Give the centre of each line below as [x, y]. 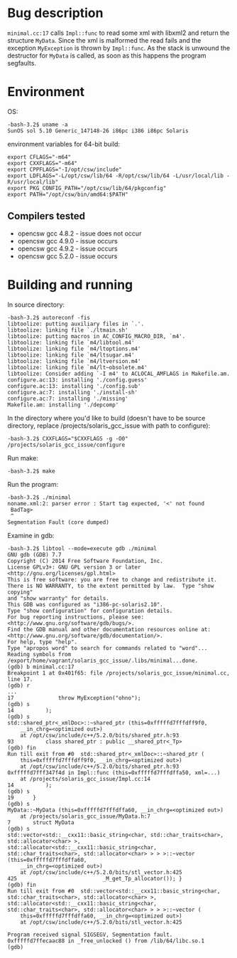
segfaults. [22, 63]
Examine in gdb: [31, 535]
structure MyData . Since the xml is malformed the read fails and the [104, 40]
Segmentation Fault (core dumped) [59, 522]
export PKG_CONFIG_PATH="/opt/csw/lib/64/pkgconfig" [87, 188]
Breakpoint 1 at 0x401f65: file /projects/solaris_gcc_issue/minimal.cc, [119, 673]
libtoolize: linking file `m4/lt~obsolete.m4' [77, 367]
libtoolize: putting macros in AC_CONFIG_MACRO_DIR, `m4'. [97, 336]
